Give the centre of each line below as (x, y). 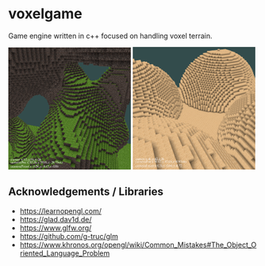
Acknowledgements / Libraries (86, 192)
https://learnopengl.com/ (60, 210)
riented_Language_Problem (65, 253)
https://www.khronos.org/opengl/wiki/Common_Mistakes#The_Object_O (138, 245)
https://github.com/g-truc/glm (69, 236)
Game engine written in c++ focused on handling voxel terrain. (110, 36)
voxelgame (46, 14)
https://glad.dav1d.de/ (56, 219)
